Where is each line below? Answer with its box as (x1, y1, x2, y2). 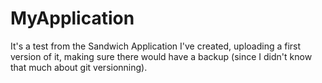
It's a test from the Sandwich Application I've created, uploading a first (10, 40, 302, 52)
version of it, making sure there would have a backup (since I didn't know (10, 50, 313, 62)
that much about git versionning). (10, 61, 148, 73)
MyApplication (10, 7, 135, 30)
